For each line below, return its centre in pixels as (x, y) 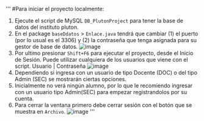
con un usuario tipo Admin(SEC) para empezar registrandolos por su (101, 92)
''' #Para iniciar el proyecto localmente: (55, 9)
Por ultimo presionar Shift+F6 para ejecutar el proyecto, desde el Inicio (104, 53)
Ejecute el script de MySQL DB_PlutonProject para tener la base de (99, 20)
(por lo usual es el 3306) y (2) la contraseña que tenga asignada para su (105, 40)
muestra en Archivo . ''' (55, 112)
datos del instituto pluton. (46, 27)
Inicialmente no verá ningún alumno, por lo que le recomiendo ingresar (104, 86)
